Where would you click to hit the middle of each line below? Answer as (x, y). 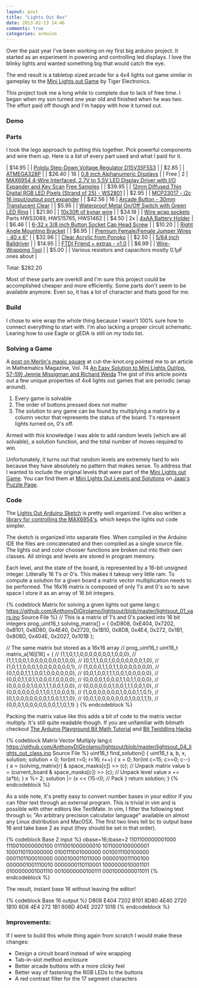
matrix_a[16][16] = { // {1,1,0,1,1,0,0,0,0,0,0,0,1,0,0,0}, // (71, 654)
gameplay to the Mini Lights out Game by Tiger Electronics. (79, 82)
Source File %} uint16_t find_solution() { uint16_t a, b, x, (119, 753)
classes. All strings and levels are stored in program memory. (81, 556)
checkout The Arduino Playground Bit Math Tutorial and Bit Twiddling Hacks (99, 729)
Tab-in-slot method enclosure (51, 959)
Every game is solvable (43, 398)
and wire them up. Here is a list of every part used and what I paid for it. (94, 156)
